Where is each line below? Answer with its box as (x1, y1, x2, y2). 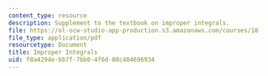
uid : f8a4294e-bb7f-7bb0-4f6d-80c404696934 (8, 56, 156, 64)
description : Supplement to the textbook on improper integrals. (8, 19, 230, 27)
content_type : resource (8, 11, 88, 20)
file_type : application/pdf (8, 33, 102, 42)
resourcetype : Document (8, 41, 88, 49)
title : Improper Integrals (8, 48, 98, 56)
